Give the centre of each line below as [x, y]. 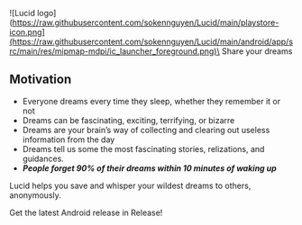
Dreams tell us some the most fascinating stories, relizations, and [143, 148]
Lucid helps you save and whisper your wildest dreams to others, [130, 185]
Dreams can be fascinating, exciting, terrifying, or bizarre [128, 120]
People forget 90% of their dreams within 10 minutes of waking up [149, 168]
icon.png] [27, 32]
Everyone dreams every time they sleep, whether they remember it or [151, 101]
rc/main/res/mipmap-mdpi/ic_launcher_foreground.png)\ [115, 51]
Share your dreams [257, 51]
